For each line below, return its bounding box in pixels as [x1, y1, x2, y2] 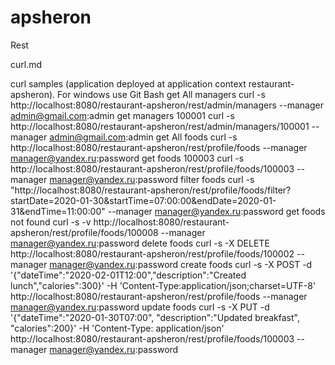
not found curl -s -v [10, 216, 92, 228]
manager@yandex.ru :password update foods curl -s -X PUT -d [10, 301, 270, 313]
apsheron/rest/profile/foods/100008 [10, 226, 159, 238]
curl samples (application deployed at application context [10, 77, 247, 90]
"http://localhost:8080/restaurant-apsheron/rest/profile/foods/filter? [10, 184, 292, 196]
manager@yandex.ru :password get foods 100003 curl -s [10, 152, 245, 164]
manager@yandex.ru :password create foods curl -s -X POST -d [49, 258, 313, 270]
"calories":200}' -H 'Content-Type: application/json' [10, 322, 225, 334]
